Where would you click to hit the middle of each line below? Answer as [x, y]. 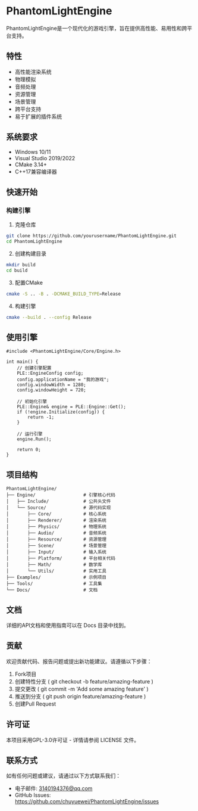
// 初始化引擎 [32, 402]
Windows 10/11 [33, 152]
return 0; [29, 450]
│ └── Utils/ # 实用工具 [56, 571]
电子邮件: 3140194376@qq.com [54, 788]
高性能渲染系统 [33, 72]
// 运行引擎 [30, 434]
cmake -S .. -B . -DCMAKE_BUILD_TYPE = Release [63, 294]
